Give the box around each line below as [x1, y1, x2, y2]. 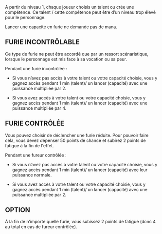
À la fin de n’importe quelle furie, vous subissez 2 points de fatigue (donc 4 [5, 219, 156, 225]
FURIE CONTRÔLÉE [5, 119, 65, 128]
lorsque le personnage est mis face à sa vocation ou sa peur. [5, 56, 127, 62]
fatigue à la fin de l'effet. [5, 142, 54, 148]
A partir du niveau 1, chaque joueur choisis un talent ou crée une [5, 4, 134, 10]
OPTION [5, 206, 30, 214]
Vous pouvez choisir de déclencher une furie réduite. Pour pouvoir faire [5, 132, 149, 138]
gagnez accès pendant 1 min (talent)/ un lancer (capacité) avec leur [12, 167, 148, 173]
